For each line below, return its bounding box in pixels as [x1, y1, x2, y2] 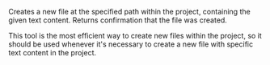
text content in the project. [8, 48, 97, 57]
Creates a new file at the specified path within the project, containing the [8, 7, 251, 16]
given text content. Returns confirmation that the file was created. [8, 15, 228, 25]
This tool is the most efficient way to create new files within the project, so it [8, 31, 263, 40]
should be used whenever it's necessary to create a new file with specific [8, 39, 253, 49]
